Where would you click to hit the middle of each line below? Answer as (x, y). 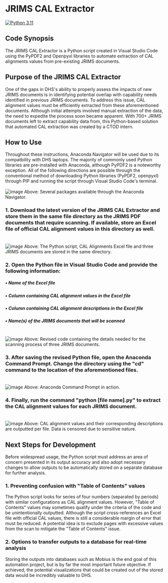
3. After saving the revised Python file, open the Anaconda (78, 357)
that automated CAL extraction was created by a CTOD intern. (69, 127)
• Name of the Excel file (30, 283)
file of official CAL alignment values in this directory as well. (80, 229)
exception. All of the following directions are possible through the (73, 170)
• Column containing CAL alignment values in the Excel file (68, 296)
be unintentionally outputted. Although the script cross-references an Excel (83, 513)
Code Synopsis (29, 38)
